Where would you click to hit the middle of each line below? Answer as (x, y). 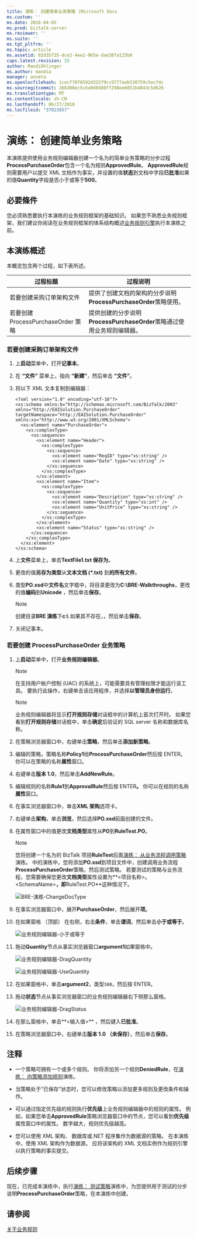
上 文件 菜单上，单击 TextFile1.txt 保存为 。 (64, 560)
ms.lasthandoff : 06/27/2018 (41, 104)
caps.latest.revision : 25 (38, 60)
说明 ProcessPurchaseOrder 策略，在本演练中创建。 (69, 1194)
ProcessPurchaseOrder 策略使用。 (136, 302)
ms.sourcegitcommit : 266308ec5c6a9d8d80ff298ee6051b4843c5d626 (85, 88)
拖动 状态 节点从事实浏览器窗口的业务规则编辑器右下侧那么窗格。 (92, 996)
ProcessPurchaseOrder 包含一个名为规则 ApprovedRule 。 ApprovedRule (95, 166)
